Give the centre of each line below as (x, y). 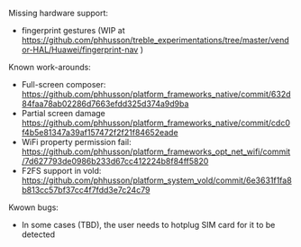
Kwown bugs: (34, 207)
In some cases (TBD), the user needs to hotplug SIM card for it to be (148, 225)
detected (38, 234)
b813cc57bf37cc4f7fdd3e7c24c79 (86, 190)
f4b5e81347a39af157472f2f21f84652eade (100, 133)
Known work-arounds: (50, 67)
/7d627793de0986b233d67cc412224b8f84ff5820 (115, 161)
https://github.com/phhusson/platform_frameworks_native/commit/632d (156, 94)
